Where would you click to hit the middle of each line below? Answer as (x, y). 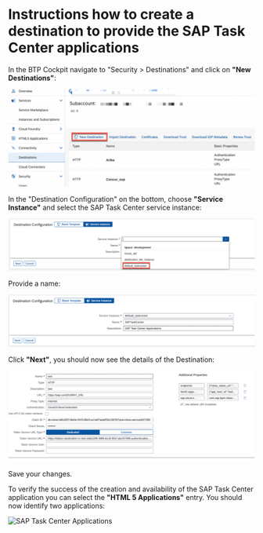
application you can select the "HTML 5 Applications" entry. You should (125, 497)
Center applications (74, 48)
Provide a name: (34, 283)
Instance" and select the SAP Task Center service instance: (105, 207)
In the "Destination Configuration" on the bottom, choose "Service (115, 199)
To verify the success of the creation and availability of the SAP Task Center (131, 489)
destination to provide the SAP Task (127, 31)
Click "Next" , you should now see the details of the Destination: (112, 360)
